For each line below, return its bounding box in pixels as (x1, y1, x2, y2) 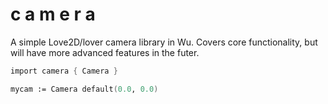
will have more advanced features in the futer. (10, 46, 200, 58)
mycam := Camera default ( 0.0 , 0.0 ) (10, 84, 159, 94)
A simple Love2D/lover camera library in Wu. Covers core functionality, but (10, 36, 318, 48)
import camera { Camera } (10, 66, 118, 76)
